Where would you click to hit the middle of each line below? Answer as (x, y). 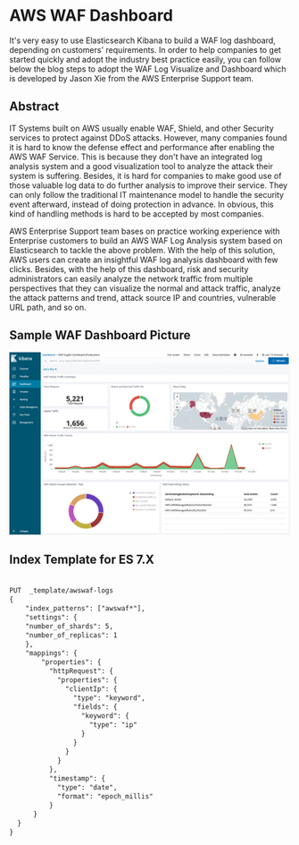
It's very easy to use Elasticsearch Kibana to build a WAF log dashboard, (143, 40)
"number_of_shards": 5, (70, 626)
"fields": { (95, 707)
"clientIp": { (91, 689)
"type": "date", (87, 787)
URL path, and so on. (48, 307)
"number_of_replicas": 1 (71, 635)
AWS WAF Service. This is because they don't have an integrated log (136, 157)
